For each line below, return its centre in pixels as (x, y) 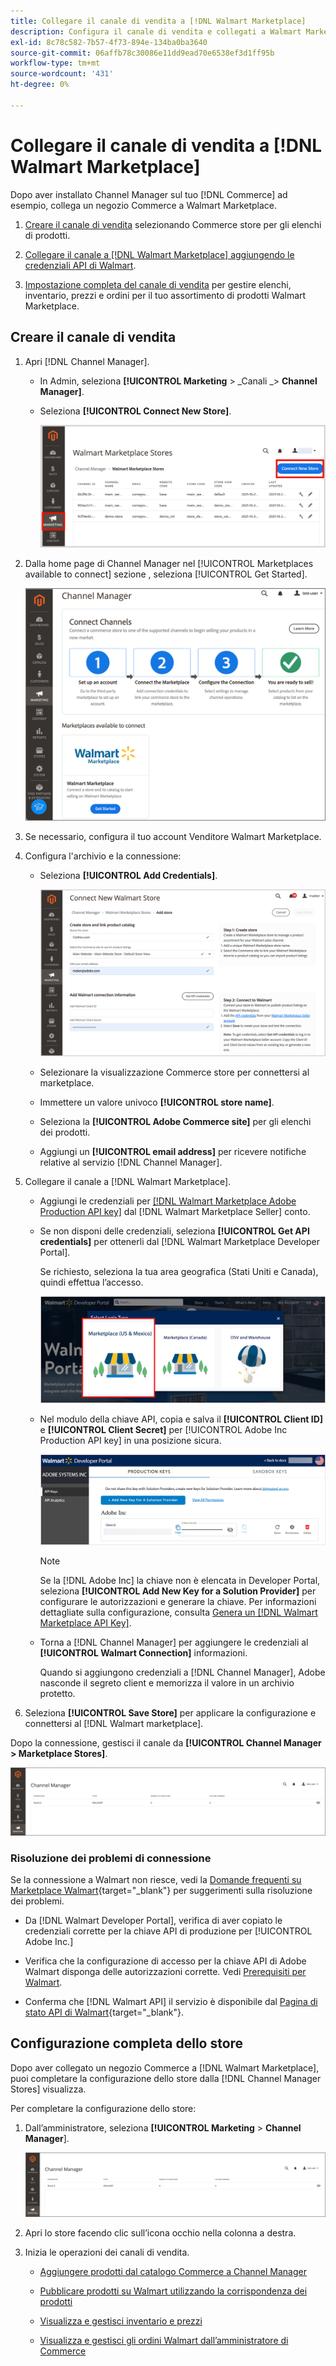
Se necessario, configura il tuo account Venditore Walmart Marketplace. (173, 836)
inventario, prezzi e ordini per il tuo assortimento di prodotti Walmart (165, 295)
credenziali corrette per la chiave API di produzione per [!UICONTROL (168, 1931)
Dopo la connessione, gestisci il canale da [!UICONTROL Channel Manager (166, 1743)
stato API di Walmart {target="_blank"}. (104, 2012)
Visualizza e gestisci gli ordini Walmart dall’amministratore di (164, 2340)
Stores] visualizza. (48, 2089)
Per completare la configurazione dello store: (103, 2108)
